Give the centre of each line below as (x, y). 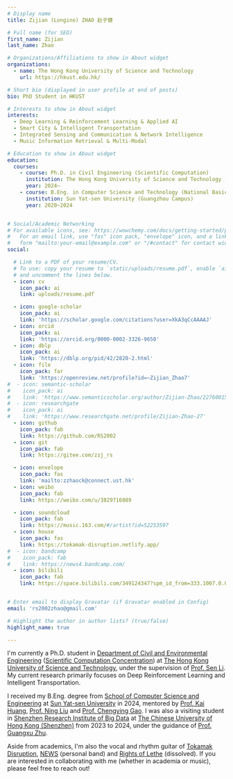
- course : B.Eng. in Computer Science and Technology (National (114, 192)
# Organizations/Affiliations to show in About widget (88, 58)
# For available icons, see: (49, 230)
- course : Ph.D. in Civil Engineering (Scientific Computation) (114, 173)
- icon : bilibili (38, 571)
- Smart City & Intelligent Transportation (77, 128)
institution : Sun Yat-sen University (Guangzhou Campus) (110, 198)
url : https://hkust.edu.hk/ (60, 77)
